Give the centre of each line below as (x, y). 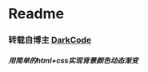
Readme (36, 14)
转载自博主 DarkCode (50, 40)
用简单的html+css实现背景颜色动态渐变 (73, 60)
